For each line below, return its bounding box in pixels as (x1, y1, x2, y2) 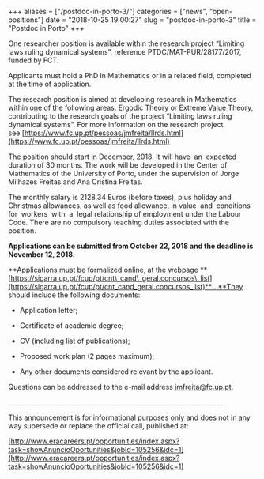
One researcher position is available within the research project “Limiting (8, 39, 245, 48)
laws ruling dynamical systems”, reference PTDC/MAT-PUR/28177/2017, (8, 47, 242, 56)
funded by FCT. (8, 55, 59, 65)
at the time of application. (8, 79, 92, 89)
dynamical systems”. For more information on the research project (8, 120, 224, 129)
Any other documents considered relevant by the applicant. (19, 367, 213, 376)
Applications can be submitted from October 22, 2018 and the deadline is (8, 241, 254, 251)
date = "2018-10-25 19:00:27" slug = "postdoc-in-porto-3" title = (45, 15, 257, 25)
